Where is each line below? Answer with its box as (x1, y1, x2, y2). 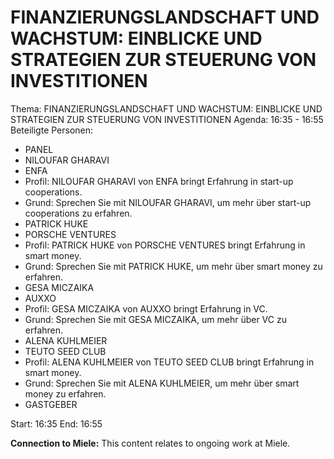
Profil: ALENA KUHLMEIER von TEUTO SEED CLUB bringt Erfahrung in (24, 356, 315, 368)
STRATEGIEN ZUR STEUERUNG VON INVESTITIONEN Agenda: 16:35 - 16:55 (10, 113, 324, 125)
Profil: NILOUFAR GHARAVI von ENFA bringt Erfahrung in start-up (24, 175, 294, 187)
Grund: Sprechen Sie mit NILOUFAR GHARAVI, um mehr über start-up (24, 196, 312, 208)
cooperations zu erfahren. (24, 207, 133, 219)
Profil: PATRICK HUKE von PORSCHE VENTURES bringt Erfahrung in (24, 239, 306, 251)
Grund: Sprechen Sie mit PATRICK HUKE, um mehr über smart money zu (24, 260, 323, 272)
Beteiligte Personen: (10, 124, 94, 136)
